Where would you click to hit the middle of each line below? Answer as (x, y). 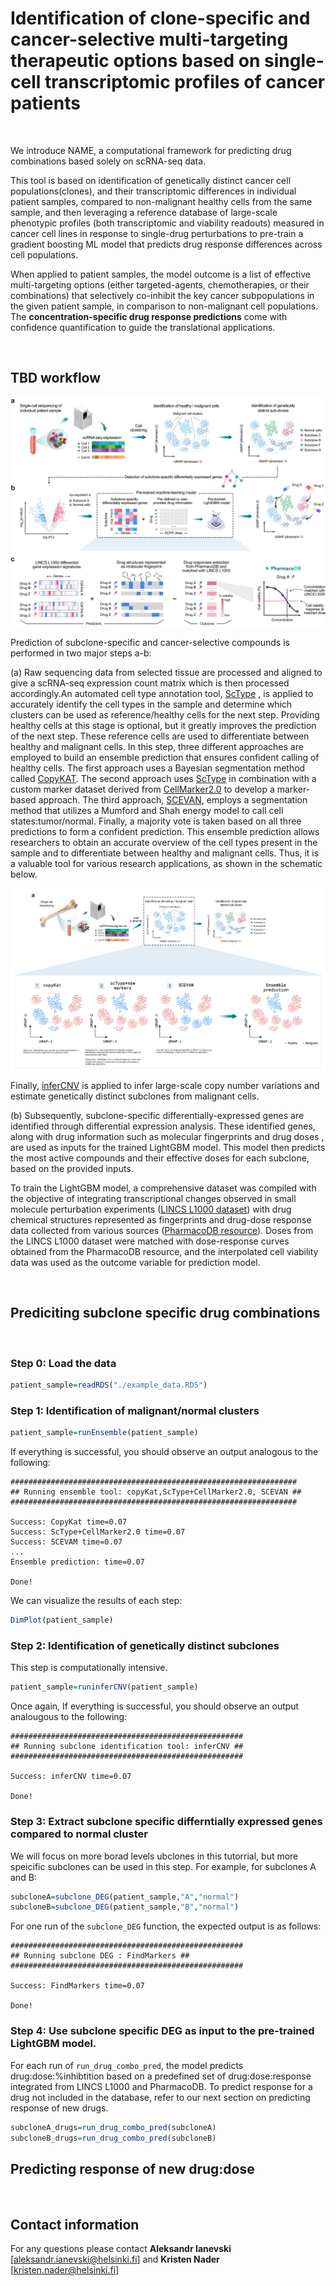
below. (24, 874)
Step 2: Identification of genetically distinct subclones (145, 1646)
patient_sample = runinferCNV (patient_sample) (104, 1687)
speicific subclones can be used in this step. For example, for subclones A (163, 1866)
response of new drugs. (59, 2108)
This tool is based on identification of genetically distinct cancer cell (151, 180)
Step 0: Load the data (63, 1363)
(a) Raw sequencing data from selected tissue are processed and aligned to (166, 672)
